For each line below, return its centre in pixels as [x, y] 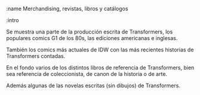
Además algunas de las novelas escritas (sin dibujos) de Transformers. [93, 85]
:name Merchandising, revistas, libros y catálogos [67, 9]
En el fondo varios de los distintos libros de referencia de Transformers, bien [100, 68]
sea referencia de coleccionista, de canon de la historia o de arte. [87, 74]
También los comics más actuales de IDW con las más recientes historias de [100, 50]
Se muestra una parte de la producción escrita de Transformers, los [90, 32]
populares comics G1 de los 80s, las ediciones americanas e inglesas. [92, 38]
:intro [13, 20]
